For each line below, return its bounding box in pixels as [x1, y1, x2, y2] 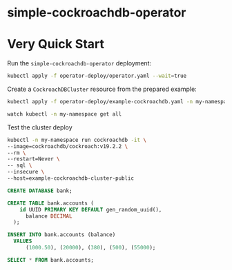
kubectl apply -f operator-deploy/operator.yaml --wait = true [7, 72, 187, 80]
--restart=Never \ [7, 156, 60, 163]
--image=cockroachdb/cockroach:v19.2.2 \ [7, 143, 128, 149]
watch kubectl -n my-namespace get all [7, 110, 122, 118]
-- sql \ [7, 162, 32, 169]
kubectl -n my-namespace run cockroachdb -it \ [7, 136, 147, 143]
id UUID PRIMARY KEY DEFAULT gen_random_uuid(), [19, 206, 162, 213]
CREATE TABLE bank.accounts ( [7, 200, 95, 207]
